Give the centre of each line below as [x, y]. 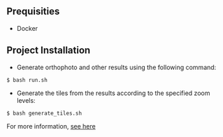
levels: [26, 100]
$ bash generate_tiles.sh [44, 113]
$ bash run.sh [27, 80]
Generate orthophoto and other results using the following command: [116, 67]
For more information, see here [51, 126]
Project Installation [49, 51]
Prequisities [33, 12]
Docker [27, 28]
